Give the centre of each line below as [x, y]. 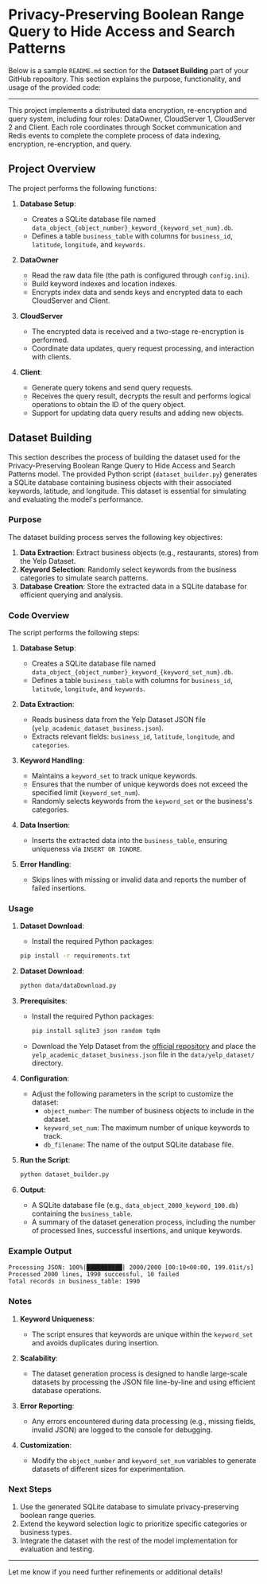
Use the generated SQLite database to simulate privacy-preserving [129, 1506]
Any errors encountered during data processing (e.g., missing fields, [143, 1421]
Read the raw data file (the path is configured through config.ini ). [141, 275]
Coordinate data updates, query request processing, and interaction [143, 348]
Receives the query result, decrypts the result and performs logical [141, 396]
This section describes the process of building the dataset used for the [124, 457]
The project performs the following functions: [83, 188]
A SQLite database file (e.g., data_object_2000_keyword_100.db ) [135, 1205]
